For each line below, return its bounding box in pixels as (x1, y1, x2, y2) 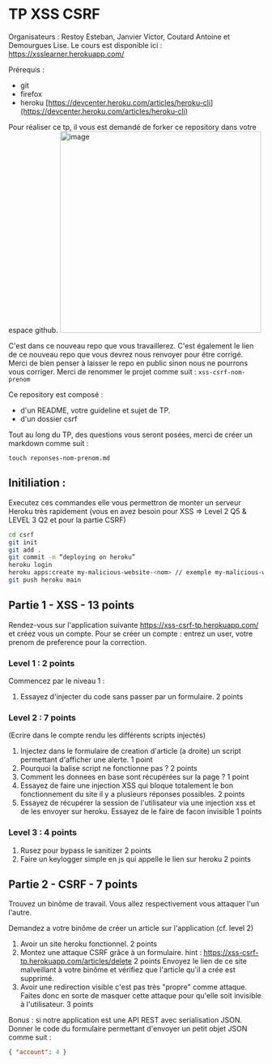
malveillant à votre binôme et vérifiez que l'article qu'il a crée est (19, 965, 236, 975)
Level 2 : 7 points (8, 711, 77, 723)
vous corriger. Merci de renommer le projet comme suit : (8, 366, 197, 376)
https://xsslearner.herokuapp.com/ (8, 49, 125, 58)
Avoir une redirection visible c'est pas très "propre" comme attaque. (19, 982, 248, 992)
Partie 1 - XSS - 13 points (8, 599, 135, 612)
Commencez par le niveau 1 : (8, 676, 105, 686)
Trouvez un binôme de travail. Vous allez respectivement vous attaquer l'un (8, 899, 260, 909)
